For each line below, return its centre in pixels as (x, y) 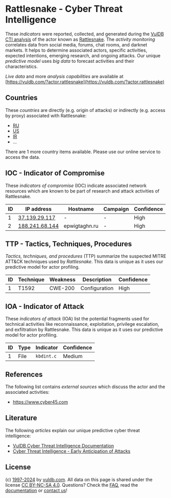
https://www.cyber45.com (40, 402)
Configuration (97, 288)
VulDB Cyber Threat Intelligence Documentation (63, 445)
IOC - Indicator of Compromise (55, 173)
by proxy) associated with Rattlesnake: (46, 115)
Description (97, 280)
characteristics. (22, 66)
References (24, 374)
